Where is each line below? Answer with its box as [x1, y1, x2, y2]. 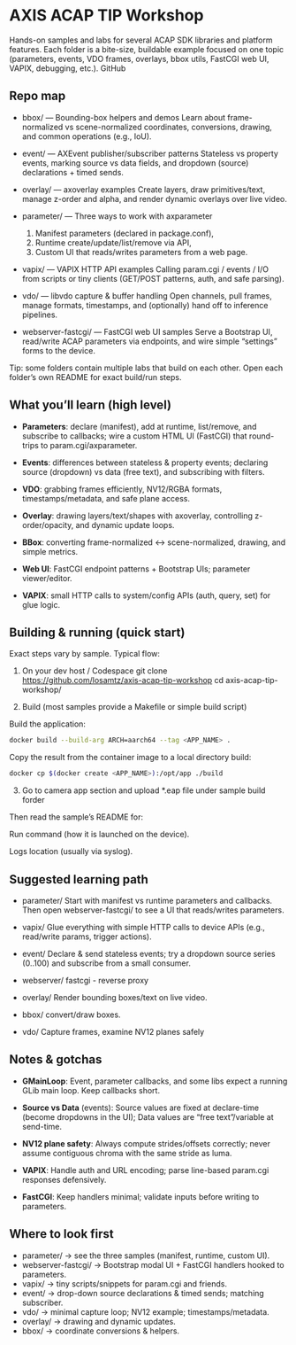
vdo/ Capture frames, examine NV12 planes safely [21, 1026, 205, 1037]
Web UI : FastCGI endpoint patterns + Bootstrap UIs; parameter [21, 564, 251, 574]
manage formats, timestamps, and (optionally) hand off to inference [21, 299, 269, 310]
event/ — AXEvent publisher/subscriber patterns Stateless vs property [21, 148, 278, 159]
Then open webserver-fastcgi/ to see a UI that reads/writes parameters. [21, 905, 285, 915]
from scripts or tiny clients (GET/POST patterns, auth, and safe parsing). [21, 273, 285, 284]
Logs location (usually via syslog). [9, 846, 133, 857]
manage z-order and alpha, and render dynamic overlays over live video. [21, 193, 287, 204]
